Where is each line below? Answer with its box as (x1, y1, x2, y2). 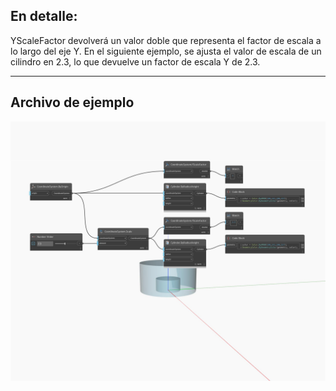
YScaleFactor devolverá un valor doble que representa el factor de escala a (10, 34, 322, 46)
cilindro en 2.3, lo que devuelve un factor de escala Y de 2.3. (10, 55, 261, 68)
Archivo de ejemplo (10, 94, 135, 111)
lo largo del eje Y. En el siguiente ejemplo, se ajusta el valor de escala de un (10, 45, 322, 57)
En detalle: (10, 8, 78, 25)
